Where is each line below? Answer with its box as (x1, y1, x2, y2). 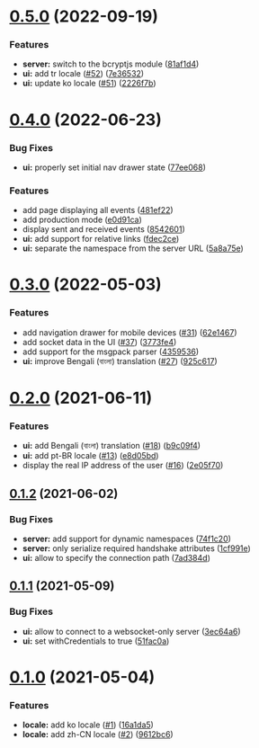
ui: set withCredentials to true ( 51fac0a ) (22, 636, 170, 646)
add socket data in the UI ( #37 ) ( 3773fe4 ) (22, 336, 177, 347)
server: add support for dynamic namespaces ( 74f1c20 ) (22, 533, 232, 544)
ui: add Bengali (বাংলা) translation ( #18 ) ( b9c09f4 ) (22, 441, 201, 451)
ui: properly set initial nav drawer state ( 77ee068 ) (22, 162, 207, 173)
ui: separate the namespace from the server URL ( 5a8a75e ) (22, 243, 245, 254)
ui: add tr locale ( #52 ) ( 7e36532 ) (22, 68, 145, 79)
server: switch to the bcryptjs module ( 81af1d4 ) (22, 58, 200, 69)
